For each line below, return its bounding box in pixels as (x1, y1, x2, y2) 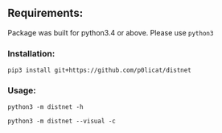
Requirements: (7, 6, 84, 20)
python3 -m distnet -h (7, 103, 84, 111)
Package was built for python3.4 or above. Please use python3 (7, 27, 214, 37)
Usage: (7, 85, 37, 96)
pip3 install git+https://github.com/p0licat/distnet (7, 66, 192, 75)
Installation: (7, 48, 55, 59)
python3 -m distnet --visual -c (7, 117, 116, 126)
